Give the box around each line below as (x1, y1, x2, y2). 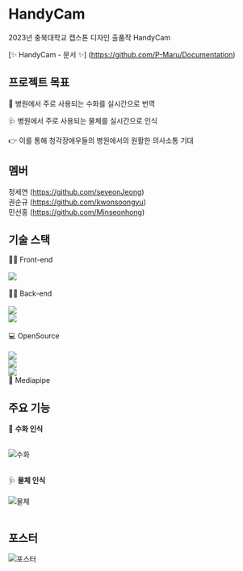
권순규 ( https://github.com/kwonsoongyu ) (8, 197, 147, 207)
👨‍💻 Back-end (8, 288, 52, 299)
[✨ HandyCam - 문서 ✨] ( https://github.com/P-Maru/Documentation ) (8, 49, 236, 59)
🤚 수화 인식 (8, 424, 43, 434)
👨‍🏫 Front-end (8, 255, 53, 265)
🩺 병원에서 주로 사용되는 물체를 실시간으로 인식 (8, 115, 158, 125)
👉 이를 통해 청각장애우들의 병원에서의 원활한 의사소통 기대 (8, 135, 194, 145)
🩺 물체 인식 (8, 476, 46, 485)
